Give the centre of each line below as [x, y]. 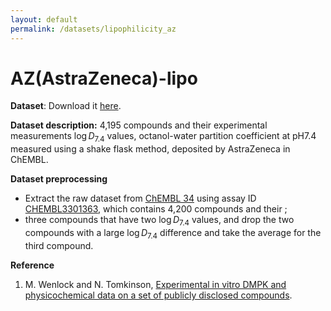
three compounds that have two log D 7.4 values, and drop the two [159, 221]
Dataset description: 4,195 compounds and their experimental [139, 125]
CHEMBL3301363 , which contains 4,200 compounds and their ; [156, 209]
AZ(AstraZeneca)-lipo [104, 78]
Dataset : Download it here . [66, 106]
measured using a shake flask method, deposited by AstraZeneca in [150, 149]
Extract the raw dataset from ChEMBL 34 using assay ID [140, 198]
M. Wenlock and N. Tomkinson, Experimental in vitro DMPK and [155, 284]
